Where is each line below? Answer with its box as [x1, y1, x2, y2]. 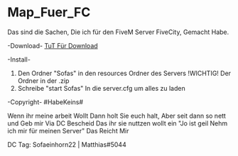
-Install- [7, 55, 31, 64]
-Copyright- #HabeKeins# [7, 97, 84, 106]
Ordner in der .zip [17, 76, 70, 85]
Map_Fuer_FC [7, 4, 91, 21]
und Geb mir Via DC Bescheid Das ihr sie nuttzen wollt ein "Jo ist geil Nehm [7, 118, 228, 128]
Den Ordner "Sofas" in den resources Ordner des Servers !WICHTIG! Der [17, 69, 232, 77]
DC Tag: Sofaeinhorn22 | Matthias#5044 [7, 140, 126, 149]
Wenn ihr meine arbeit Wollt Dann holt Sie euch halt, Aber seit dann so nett [7, 111, 226, 120]
